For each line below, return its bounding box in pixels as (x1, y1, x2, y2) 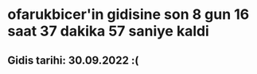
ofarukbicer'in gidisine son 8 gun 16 (7, 6, 250, 24)
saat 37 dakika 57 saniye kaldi (7, 22, 210, 40)
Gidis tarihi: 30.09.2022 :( (7, 54, 139, 67)
